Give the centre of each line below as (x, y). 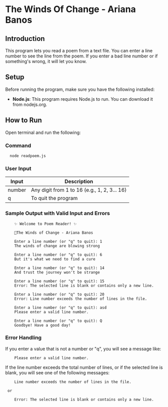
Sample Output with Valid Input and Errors (58, 214)
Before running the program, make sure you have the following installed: (80, 89)
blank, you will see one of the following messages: (57, 372)
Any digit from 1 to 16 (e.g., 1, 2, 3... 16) (79, 190)
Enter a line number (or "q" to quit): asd (61, 308)
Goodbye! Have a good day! (43, 325)
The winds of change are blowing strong (57, 246)
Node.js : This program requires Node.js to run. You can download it (83, 99)
